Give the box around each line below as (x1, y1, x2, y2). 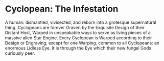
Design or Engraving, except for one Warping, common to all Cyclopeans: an (5, 40, 160, 46)
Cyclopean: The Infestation (5, 3, 118, 15)
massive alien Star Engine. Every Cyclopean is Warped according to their (5, 35, 152, 41)
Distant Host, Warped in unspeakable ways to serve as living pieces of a (5, 30, 151, 35)
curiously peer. (5, 50, 35, 56)
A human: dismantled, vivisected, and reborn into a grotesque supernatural (5, 19, 157, 25)
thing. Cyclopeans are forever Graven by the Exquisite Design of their (5, 24, 145, 30)
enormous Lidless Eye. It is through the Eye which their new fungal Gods (5, 45, 152, 51)
